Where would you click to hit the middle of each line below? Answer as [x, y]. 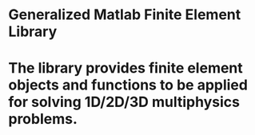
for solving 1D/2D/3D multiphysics [124, 102]
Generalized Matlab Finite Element [125, 15]
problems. [43, 119]
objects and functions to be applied [128, 85]
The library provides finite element [126, 68]
